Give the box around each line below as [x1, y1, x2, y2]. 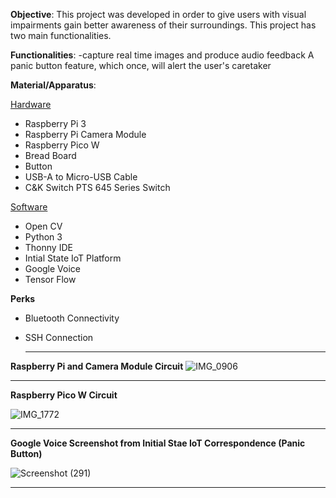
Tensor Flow [24, 274, 77, 285]
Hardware [10, 99, 52, 110]
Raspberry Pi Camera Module [24, 129, 147, 140]
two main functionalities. [10, 30, 112, 41]
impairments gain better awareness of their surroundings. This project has [10, 19, 317, 31]
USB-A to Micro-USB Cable [24, 171, 138, 183]
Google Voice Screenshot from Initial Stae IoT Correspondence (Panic [10, 437, 306, 449]
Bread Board [24, 150, 77, 161]
